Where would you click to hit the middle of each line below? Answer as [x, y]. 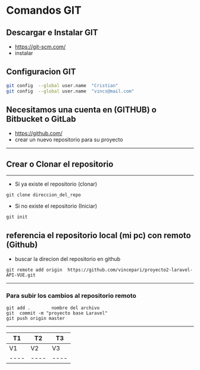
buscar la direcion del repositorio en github [68, 259]
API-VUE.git [21, 275]
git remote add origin [34, 270]
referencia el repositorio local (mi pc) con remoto [99, 235]
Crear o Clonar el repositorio [60, 164]
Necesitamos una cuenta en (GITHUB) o [81, 110]
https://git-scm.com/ [40, 47]
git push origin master [36, 319]
